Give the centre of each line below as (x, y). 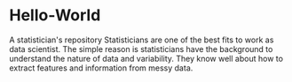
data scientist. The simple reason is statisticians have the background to (141, 48)
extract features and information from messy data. (101, 68)
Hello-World (55, 15)
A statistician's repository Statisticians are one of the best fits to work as (142, 40)
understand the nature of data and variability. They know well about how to (146, 58)
